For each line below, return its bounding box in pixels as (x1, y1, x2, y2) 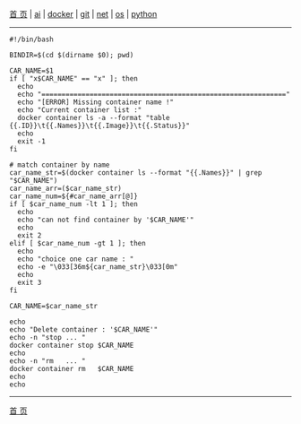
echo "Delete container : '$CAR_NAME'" (9, 325, 159, 334)
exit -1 (17, 137, 47, 146)
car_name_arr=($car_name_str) (9, 184, 123, 193)
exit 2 (17, 231, 42, 240)
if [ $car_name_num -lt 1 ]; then (9, 200, 139, 209)
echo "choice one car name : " (17, 255, 134, 264)
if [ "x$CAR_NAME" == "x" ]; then (9, 74, 139, 83)
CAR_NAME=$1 (9, 66, 54, 75)
